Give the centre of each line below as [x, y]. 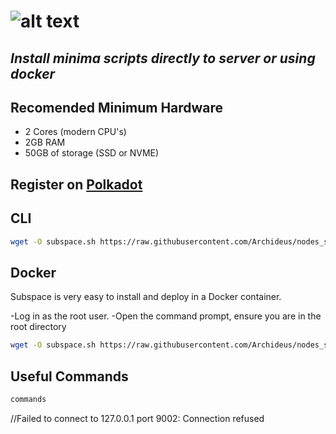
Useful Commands [69, 376]
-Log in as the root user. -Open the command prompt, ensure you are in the [166, 316]
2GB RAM [45, 142]
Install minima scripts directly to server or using [163, 58]
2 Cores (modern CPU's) [75, 132]
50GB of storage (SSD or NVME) [92, 153]
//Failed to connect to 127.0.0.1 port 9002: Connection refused [137, 418]
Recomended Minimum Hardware [117, 107]
